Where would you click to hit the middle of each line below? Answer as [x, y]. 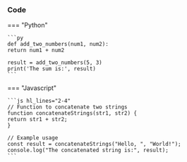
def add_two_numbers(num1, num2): [58, 44]
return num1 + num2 [36, 51]
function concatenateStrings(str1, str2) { [72, 113]
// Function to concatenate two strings [68, 107]
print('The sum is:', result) [52, 69]
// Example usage [33, 138]
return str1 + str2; [38, 120]
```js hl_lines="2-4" [39, 101]
